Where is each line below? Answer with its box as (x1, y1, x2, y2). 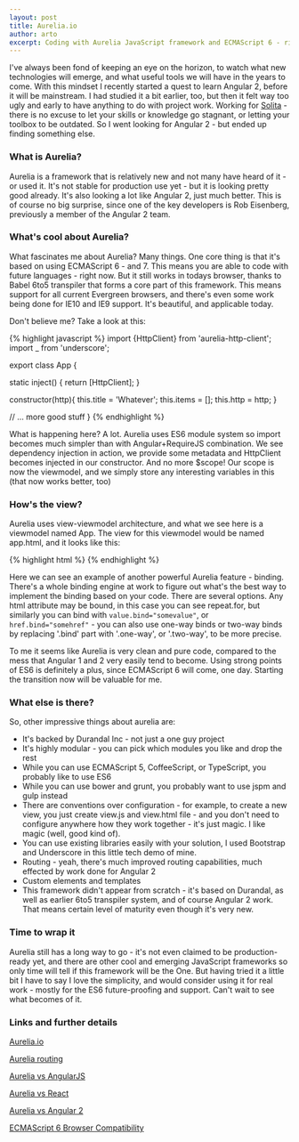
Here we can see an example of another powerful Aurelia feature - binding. (9, 571, 285, 583)
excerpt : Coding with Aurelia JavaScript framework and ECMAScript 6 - (9, 37, 280, 47)
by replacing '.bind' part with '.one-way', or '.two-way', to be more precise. (9, 628, 282, 639)
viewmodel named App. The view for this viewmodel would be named (9, 528, 265, 539)
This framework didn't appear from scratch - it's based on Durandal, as (21, 885, 284, 895)
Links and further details (9, 1016, 118, 1028)
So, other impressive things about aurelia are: (9, 717, 176, 727)
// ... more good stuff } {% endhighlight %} (9, 411, 165, 422)
